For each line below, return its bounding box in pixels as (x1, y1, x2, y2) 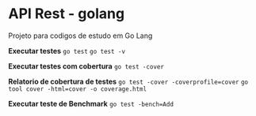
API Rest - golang (8, 5, 125, 23)
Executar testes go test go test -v (8, 46, 125, 55)
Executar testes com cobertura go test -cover (8, 61, 165, 71)
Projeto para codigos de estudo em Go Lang (8, 31, 153, 40)
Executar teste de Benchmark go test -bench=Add (8, 99, 174, 108)
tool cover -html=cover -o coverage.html (8, 84, 147, 93)
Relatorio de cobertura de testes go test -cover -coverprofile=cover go (8, 77, 248, 86)
